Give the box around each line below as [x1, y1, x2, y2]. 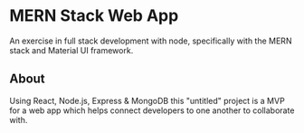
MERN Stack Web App [9, 5, 179, 26]
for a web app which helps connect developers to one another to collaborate [9, 105, 295, 116]
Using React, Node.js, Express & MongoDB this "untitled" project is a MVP [9, 95, 285, 106]
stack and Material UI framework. [9, 44, 134, 55]
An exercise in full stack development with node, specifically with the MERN [9, 35, 292, 46]
